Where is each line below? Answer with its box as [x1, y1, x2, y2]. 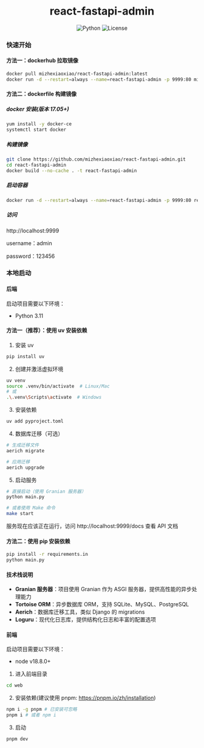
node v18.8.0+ [15, 658, 51, 665]
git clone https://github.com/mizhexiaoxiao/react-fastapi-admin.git [6, 156, 186, 162]
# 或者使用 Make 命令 [6, 505, 56, 511]
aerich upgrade [6, 464, 45, 471]
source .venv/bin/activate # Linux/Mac [6, 383, 110, 389]
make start [6, 511, 34, 517]
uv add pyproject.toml [6, 418, 64, 424]
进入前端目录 [15, 670, 47, 677]
